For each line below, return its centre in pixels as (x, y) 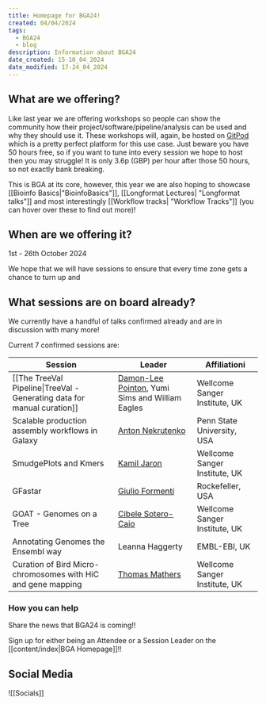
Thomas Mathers (149, 574)
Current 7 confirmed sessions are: (64, 345)
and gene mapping (47, 584)
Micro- (86, 565)
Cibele (130, 514)
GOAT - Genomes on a (55, 514)
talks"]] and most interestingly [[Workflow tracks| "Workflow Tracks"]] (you (131, 201)
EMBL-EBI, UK (224, 546)
